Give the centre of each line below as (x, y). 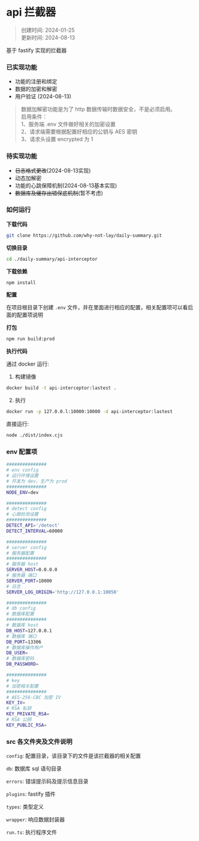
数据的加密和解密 (36, 89)
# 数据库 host (22, 625)
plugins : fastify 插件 (31, 794)
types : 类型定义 (25, 807)
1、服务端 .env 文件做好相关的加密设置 (68, 124)
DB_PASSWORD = (22, 664)
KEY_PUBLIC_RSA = (26, 725)
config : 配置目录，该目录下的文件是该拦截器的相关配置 (73, 756)
